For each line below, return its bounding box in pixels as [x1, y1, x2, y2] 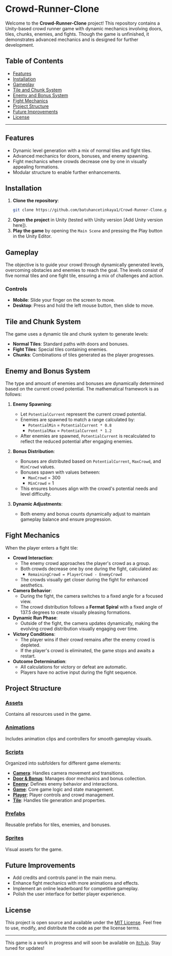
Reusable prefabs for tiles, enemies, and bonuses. [5, 822, 111, 828]
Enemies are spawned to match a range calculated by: [20, 416, 135, 422]
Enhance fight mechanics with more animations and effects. [12, 880, 139, 886]
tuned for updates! [5, 945, 45, 951]
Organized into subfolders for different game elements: [5, 760, 121, 766]
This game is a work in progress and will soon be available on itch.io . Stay [5, 940, 161, 946]
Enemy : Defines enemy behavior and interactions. [12, 781, 119, 787]
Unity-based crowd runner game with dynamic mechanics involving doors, [5, 25, 163, 31]
